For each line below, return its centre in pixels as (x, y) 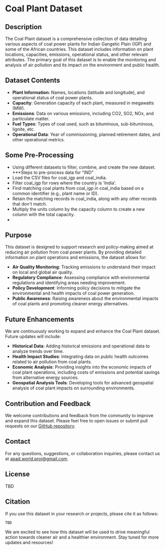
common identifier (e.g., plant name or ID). (55, 193)
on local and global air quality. (43, 272)
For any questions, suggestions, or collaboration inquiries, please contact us (82, 453)
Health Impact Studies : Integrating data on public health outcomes (80, 357)
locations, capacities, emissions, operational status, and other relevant (77, 54)
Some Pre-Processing (39, 155)
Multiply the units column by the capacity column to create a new (79, 209)
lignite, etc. (24, 129)
